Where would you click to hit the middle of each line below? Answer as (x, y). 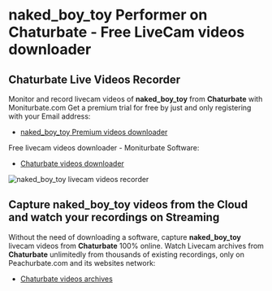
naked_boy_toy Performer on (108, 15)
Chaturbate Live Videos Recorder (95, 79)
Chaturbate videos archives (67, 279)
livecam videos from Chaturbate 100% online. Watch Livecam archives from (136, 245)
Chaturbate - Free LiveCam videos (127, 32)
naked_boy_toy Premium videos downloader (94, 132)
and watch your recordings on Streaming (114, 217)
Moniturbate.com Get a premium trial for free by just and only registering (130, 108)
